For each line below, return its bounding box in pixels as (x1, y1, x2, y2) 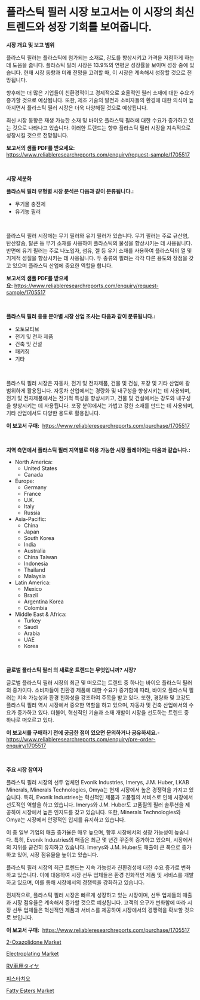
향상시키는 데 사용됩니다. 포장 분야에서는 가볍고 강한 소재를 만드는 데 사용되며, (12, 401, 194, 409)
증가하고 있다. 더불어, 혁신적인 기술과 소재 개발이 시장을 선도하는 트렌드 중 (17, 708, 189, 716)
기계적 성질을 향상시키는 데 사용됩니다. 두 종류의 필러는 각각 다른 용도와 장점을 (6, 254, 188, 262)
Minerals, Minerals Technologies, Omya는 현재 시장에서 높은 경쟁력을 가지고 (6, 786, 188, 793)
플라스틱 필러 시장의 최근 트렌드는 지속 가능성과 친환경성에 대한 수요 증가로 (6, 864, 180, 871)
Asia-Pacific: (14, 515, 47, 523)
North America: (14, 458, 53, 465)
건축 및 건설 (14, 340, 43, 347)
